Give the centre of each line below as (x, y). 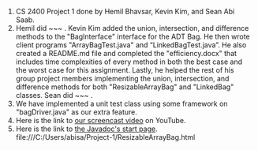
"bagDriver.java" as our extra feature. (77, 112)
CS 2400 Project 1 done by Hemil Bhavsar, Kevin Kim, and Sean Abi (125, 11)
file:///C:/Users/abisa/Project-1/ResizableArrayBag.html (105, 137)
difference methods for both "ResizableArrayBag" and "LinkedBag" (125, 87)
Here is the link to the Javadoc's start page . (86, 129)
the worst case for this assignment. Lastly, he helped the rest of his (125, 70)
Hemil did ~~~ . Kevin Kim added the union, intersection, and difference (132, 28)
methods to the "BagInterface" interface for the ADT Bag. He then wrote (133, 36)
